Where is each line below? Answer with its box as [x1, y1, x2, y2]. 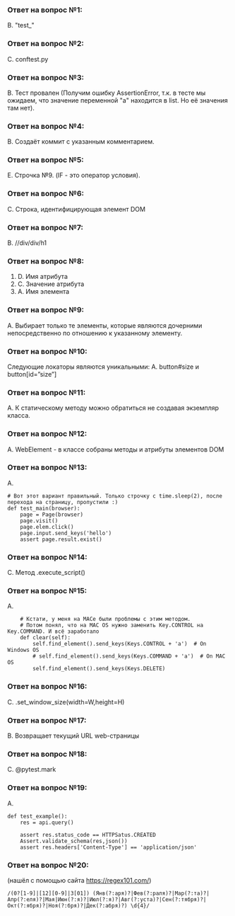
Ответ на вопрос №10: [7, 346, 88, 356]
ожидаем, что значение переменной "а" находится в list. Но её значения [7, 96, 228, 104]
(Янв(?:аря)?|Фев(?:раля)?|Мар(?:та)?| [92, 890, 210, 897]
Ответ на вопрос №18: [7, 749, 88, 759]
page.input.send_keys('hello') [20, 529, 112, 537]
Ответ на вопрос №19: [7, 783, 88, 793]
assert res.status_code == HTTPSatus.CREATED [20, 831, 157, 838]
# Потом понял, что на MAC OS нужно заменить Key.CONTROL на [20, 622, 203, 629]
